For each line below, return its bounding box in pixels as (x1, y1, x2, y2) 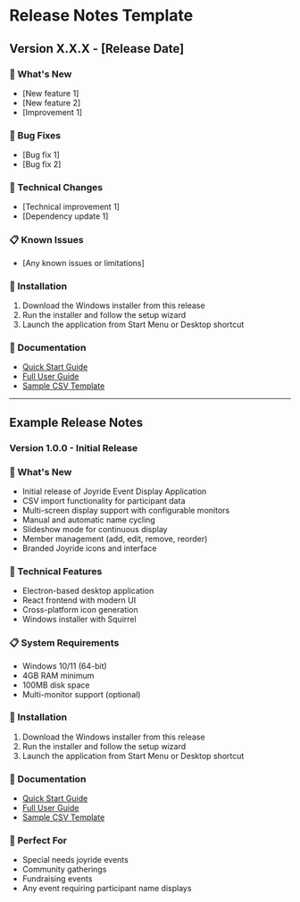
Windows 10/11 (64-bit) (21, 660, 107, 671)
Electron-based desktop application (21, 586, 154, 597)
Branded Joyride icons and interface (21, 542, 157, 554)
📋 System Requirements (9, 637, 120, 649)
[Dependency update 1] (21, 211, 109, 221)
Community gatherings (21, 864, 107, 875)
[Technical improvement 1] (21, 202, 121, 213)
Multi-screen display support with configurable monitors (21, 505, 230, 515)
